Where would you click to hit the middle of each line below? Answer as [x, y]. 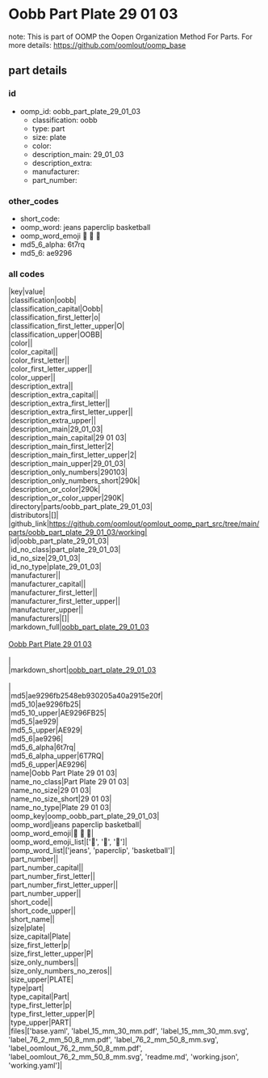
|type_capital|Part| [39, 997]
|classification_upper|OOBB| [55, 335]
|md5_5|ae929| [33, 722]
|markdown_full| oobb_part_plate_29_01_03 [79, 627]
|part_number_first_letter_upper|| [63, 885]
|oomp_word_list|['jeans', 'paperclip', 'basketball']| [92, 851]
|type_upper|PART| [40, 1023]
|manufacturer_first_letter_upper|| [65, 601]
